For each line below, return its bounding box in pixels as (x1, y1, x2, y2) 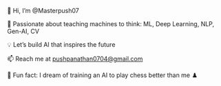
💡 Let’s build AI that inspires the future (7, 41, 116, 48)
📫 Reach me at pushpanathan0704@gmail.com (7, 55, 143, 63)
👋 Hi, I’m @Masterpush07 (7, 7, 79, 14)
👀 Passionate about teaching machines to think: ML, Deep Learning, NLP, (7, 20, 215, 28)
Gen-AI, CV (7, 28, 40, 35)
